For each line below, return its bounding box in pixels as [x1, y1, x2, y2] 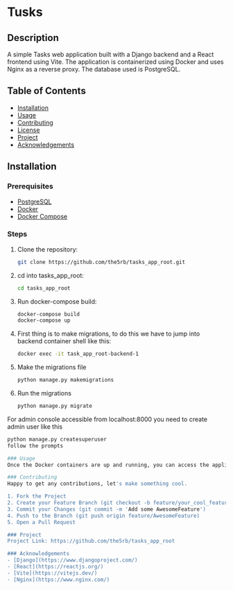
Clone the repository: [17, 245, 78, 254]
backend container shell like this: [17, 337, 112, 345]
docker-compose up [17, 317, 71, 324]
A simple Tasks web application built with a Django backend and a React [7, 50, 214, 58]
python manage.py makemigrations [17, 377, 114, 384]
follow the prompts [7, 442, 64, 449]
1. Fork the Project [7, 493, 67, 500]
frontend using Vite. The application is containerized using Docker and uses [7, 58, 224, 66]
